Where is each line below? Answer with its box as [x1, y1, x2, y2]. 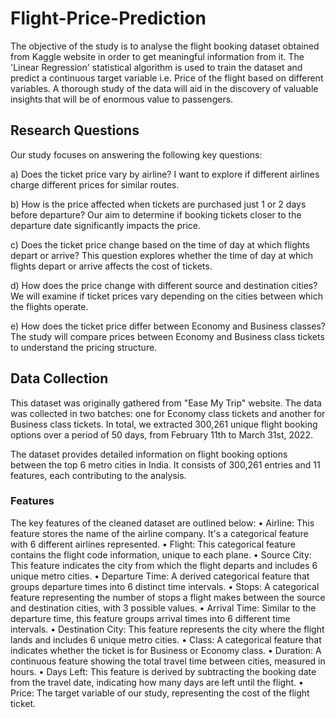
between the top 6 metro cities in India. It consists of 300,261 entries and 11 [10, 458, 321, 471]
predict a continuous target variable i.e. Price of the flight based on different [10, 72, 324, 84]
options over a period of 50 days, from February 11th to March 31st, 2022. [10, 428, 313, 441]
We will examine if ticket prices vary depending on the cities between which [10, 290, 324, 302]
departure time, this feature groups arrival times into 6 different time [10, 612, 291, 624]
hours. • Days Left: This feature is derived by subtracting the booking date [10, 665, 317, 677]
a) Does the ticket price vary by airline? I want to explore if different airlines [10, 168, 320, 180]
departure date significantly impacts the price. [10, 219, 201, 231]
